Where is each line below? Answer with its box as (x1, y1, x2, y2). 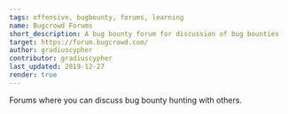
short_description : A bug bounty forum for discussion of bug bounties (9, 29, 279, 38)
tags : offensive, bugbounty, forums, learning (9, 12, 184, 22)
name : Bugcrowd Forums (9, 21, 93, 30)
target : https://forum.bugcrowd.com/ (9, 37, 149, 47)
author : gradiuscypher (9, 46, 93, 55)
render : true (9, 71, 58, 80)
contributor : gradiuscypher (9, 54, 113, 63)
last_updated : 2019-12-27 (9, 63, 105, 72)
